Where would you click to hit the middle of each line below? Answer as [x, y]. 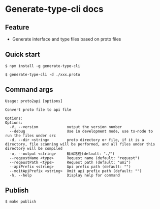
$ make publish [21, 202]
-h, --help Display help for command [65, 175]
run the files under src [31, 136]
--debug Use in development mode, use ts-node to [81, 131]
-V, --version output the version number [66, 127]
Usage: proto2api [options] [34, 101]
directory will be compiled [34, 148]
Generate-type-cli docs [54, 9]
